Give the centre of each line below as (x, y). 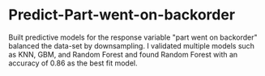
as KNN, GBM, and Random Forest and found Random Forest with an (123, 54)
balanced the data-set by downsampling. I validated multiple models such (132, 45)
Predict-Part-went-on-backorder (122, 15)
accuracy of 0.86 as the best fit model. (73, 63)
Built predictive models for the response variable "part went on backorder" (133, 37)
